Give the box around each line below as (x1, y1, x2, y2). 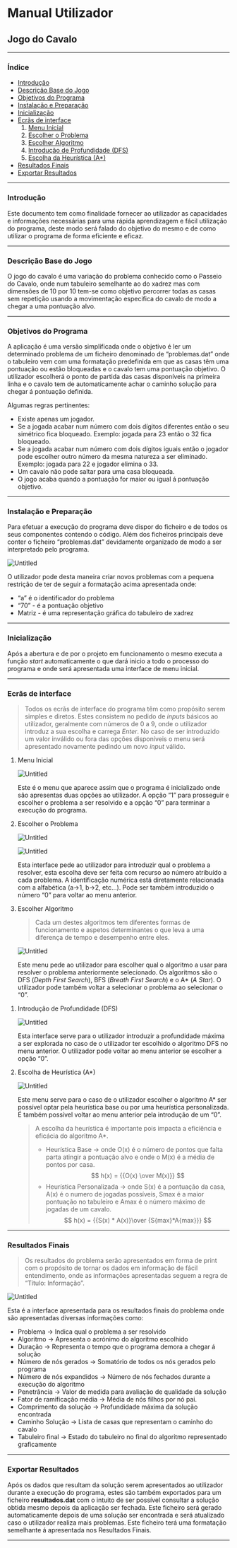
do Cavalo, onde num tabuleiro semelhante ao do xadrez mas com (7, 279, 200, 288)
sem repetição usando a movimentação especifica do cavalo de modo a (7, 294, 217, 303)
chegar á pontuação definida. (7, 388, 93, 396)
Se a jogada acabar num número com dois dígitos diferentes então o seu (17, 422, 229, 431)
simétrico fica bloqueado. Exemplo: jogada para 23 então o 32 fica (17, 430, 212, 438)
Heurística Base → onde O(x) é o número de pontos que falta (45, 1146, 224, 1154)
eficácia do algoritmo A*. (35, 1131, 109, 1140)
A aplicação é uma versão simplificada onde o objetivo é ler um (7, 342, 192, 351)
